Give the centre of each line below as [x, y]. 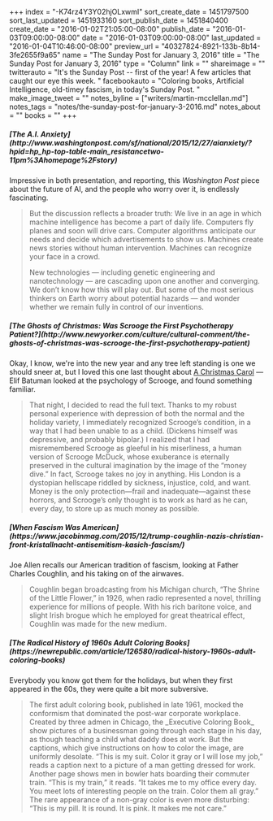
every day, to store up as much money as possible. [114, 508]
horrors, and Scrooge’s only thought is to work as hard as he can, [139, 500]
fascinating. [29, 198]
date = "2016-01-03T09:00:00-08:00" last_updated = [171, 37]
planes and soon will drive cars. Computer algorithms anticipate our [143, 230]
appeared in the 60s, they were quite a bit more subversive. [109, 689]
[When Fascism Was [45, 527]
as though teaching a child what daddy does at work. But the [131, 739]
